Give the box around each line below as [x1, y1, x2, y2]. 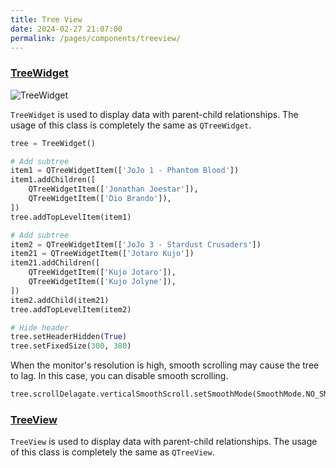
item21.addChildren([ [10, 258, 101, 268]
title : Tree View [10, 14, 83, 25]
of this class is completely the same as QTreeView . [10, 446, 215, 458]
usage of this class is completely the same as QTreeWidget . [10, 119, 252, 131]
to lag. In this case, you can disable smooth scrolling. [10, 370, 229, 382]
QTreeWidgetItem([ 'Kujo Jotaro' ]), [28, 267, 177, 278]
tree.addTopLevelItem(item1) [10, 212, 132, 222]
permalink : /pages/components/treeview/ [10, 33, 182, 43]
